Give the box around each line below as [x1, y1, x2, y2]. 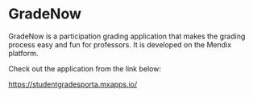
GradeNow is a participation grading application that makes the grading [8, 31, 246, 41]
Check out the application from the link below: [8, 63, 161, 73]
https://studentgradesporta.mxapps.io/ [8, 79, 138, 89]
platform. [8, 48, 39, 58]
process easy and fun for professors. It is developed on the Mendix [8, 39, 232, 49]
